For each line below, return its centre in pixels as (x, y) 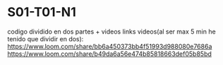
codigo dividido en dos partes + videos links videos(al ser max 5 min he (112, 31)
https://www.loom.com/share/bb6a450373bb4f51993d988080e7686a (110, 46)
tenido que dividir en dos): (46, 38)
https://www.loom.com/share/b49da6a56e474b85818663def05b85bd (109, 54)
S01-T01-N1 (42, 12)
